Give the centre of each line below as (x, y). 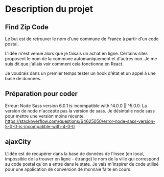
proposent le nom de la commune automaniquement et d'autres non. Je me (81, 59)
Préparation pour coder (41, 94)
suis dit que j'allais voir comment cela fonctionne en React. (64, 64)
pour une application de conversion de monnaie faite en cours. (68, 169)
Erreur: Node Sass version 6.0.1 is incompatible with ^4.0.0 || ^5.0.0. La (76, 106)
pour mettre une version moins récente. (45, 116)
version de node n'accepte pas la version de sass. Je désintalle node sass (80, 111)
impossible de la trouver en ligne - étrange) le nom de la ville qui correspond (82, 159)
